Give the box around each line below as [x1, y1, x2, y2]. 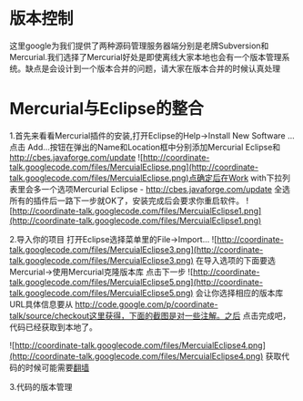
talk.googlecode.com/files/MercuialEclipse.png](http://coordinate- [9, 161, 259, 172]
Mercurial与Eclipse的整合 [9, 98, 205, 119]
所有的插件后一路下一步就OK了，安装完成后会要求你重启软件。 [9, 195, 245, 206]
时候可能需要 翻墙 [25, 362, 89, 373]
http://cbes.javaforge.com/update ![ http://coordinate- [9, 151, 210, 162]
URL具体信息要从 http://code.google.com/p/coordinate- [9, 298, 218, 310]
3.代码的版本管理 [9, 381, 73, 392]
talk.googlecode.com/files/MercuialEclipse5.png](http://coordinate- [9, 276, 264, 287]
